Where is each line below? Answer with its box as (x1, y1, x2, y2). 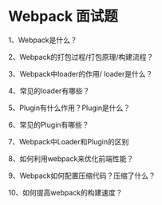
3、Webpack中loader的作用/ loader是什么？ (8, 69, 153, 78)
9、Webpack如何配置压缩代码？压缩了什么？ (8, 171, 156, 180)
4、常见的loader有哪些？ (8, 85, 90, 96)
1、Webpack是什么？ (8, 35, 77, 45)
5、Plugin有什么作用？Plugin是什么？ (8, 103, 131, 112)
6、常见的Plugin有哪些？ (8, 120, 89, 129)
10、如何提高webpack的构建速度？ (8, 187, 123, 197)
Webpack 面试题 (8, 7, 118, 26)
